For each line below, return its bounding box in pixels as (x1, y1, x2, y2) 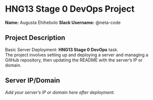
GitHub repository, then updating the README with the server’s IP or (5, 57, 143, 63)
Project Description (5, 34, 66, 42)
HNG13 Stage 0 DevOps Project (5, 3, 135, 15)
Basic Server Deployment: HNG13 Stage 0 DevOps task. (5, 46, 119, 52)
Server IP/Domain (5, 77, 60, 85)
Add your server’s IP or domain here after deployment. (5, 89, 115, 95)
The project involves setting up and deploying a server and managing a (5, 52, 149, 58)
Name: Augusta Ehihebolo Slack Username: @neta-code (5, 20, 121, 25)
